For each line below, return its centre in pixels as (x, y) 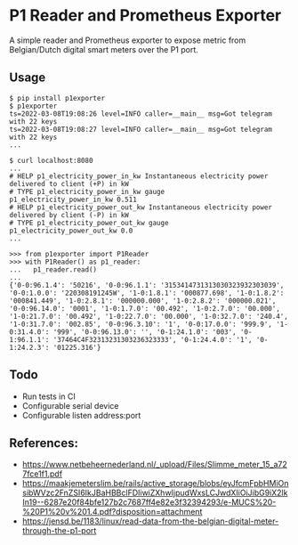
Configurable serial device (70, 405)
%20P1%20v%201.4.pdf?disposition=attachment (112, 512)
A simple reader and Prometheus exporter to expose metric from (128, 40)
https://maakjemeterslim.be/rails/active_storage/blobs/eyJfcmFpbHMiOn (155, 484)
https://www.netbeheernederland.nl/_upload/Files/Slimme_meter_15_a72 (154, 465)
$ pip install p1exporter (57, 98)
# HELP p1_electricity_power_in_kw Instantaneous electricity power (139, 176)
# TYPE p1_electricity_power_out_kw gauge (89, 223)
